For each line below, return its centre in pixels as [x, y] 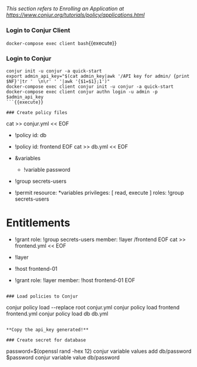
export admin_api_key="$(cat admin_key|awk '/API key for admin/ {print [98, 76]
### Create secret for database [46, 340]
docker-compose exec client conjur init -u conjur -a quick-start [90, 86]
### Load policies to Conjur [42, 296]
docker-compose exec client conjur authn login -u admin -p [82, 91]
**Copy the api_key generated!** [47, 330]
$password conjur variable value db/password [63, 357]
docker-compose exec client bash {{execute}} [61, 43]
